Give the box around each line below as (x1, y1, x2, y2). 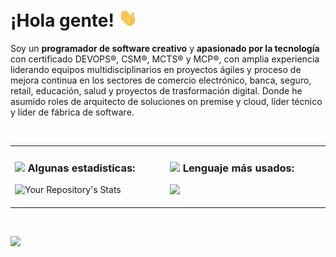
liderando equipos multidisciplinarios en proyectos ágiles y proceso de (10, 64, 302, 76)
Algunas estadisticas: (27, 161, 136, 175)
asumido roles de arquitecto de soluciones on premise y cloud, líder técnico (10, 96, 323, 108)
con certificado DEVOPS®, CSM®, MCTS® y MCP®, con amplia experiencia (10, 53, 320, 65)
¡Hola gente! (10, 9, 115, 32)
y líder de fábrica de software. (10, 106, 135, 118)
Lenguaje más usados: (182, 161, 295, 175)
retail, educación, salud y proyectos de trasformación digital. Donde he (10, 85, 303, 97)
